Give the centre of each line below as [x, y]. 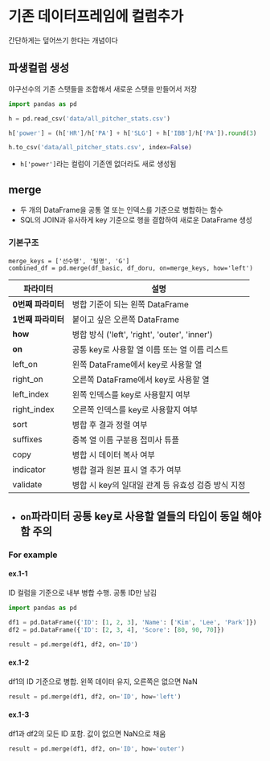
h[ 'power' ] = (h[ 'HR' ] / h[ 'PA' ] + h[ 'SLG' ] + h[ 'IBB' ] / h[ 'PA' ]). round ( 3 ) [133, 133]
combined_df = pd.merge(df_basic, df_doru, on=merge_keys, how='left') [131, 269]
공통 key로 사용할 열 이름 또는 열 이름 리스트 [150, 350]
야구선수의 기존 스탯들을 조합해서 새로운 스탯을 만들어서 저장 [103, 88]
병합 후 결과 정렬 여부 [110, 425]
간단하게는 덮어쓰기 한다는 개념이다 [63, 40]
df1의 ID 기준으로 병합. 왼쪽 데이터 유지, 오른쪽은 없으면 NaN [103, 681]
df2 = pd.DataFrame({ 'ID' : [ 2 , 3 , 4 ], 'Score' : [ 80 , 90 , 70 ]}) [117, 630]
